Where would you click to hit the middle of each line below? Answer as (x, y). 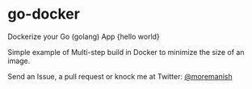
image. (19, 61)
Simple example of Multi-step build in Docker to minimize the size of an (126, 52)
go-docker (44, 14)
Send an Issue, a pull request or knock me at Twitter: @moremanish (120, 76)
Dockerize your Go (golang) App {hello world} (84, 36)
